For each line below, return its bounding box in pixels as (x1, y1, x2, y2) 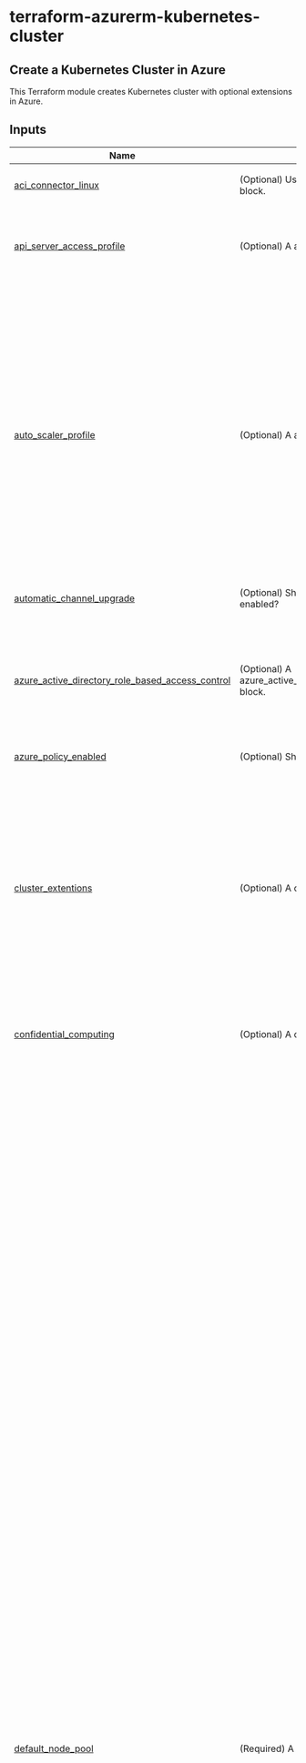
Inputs (9, 122, 47, 138)
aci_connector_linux (14, 179, 100, 192)
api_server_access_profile (14, 239, 126, 252)
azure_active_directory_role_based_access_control (14, 674, 231, 687)
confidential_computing (14, 1028, 116, 1041)
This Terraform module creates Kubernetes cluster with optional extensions (9, 87, 293, 97)
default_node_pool (14, 1742, 94, 1755)
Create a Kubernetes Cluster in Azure (9, 62, 226, 77)
